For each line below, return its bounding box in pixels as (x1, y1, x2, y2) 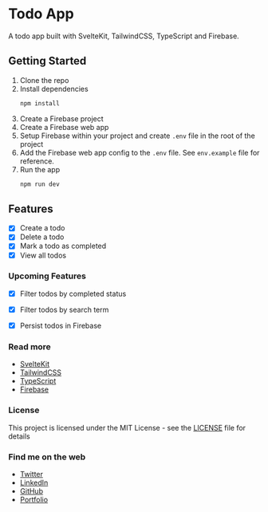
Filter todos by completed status (19, 289, 127, 298)
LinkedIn (19, 478, 49, 487)
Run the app (19, 164, 61, 174)
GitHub (19, 486, 44, 495)
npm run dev (19, 180, 60, 188)
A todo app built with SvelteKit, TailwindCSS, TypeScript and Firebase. (8, 31, 239, 41)
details (8, 431, 30, 441)
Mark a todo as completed (19, 241, 107, 251)
